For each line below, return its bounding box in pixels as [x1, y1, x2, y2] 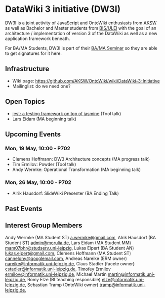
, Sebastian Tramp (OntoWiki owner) [24, 282, 99, 288]
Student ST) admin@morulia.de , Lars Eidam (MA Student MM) [5, 240, 131, 246]
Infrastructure [5, 65, 49, 73]
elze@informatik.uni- [101, 276, 145, 282]
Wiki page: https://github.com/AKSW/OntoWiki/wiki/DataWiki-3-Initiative [12, 78, 160, 84]
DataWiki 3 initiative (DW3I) [5, 3, 121, 15]
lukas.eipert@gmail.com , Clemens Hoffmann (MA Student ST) [5, 250, 131, 256]
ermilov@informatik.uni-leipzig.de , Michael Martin [5, 271, 107, 277]
